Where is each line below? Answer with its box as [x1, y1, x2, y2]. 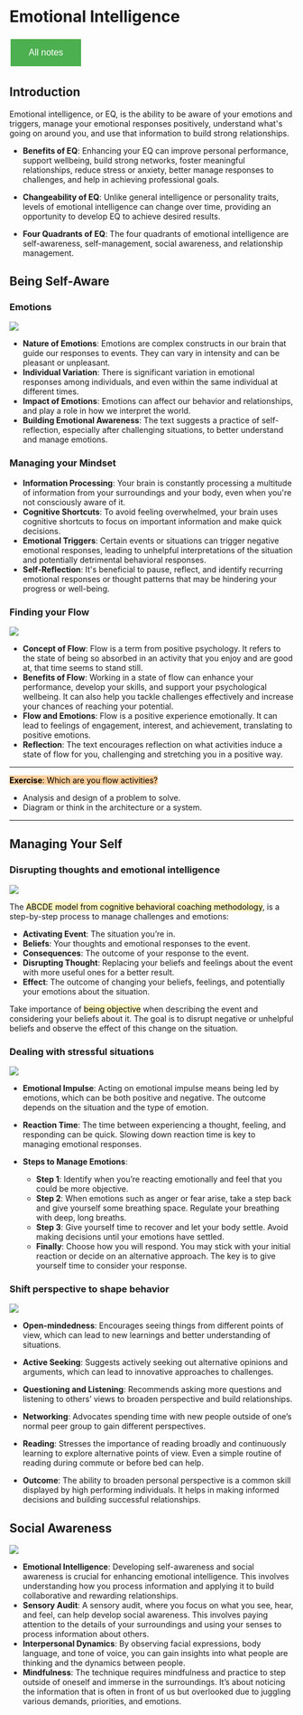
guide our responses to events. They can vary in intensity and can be [22, 348, 280, 359]
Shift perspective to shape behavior [9, 1282, 170, 1295]
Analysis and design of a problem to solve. [22, 793, 181, 804]
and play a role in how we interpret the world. [22, 405, 191, 417]
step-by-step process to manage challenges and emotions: [9, 910, 230, 921]
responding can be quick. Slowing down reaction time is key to [22, 1129, 256, 1140]
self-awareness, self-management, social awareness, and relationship [22, 238, 284, 249]
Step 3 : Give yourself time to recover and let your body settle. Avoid [35, 1222, 289, 1233]
